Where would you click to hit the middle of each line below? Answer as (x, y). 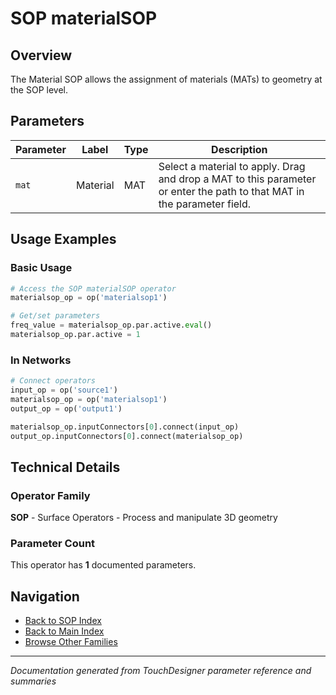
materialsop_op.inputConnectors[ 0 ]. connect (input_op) (125, 427)
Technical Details (65, 467)
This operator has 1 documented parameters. (103, 565)
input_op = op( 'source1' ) (64, 390)
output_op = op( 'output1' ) (66, 408)
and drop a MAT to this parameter (237, 179)
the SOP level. (39, 90)
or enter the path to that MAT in (231, 191)
